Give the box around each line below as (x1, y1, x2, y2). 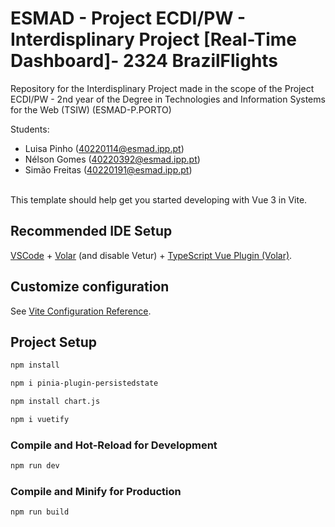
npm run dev (10, 461, 60, 471)
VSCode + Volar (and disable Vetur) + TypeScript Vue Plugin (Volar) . (10, 249, 293, 261)
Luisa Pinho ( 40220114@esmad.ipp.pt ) (24, 142, 185, 154)
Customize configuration (10, 278, 170, 296)
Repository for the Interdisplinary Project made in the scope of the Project (10, 82, 315, 94)
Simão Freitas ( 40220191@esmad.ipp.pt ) (24, 163, 193, 176)
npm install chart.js (10, 397, 101, 407)
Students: (10, 123, 50, 135)
